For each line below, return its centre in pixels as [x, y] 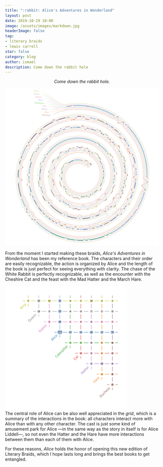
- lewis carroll [21, 46]
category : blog [20, 57]
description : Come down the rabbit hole [47, 67]
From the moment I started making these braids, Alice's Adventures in [75, 253]
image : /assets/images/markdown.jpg [42, 26]
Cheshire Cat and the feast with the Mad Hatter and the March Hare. [74, 279]
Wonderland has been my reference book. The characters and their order [79, 258]
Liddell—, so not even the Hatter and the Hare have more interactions [75, 434]
